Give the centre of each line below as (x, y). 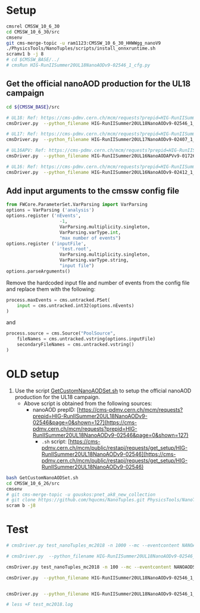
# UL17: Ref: (22, 134)
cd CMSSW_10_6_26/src (33, 483)
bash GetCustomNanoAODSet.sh (42, 478)
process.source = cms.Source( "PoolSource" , (61, 333)
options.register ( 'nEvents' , (44, 216)
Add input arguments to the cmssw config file (93, 191)
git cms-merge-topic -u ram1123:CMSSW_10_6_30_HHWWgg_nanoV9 (84, 43)
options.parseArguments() (38, 271)
